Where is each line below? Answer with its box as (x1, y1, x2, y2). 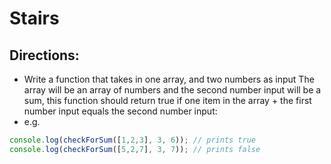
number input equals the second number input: (23, 105, 218, 117)
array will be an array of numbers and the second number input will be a (23, 84, 322, 96)
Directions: (9, 47, 80, 64)
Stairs (9, 7, 60, 30)
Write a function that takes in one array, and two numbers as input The (23, 73, 315, 85)
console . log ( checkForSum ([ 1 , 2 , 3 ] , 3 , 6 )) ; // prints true (9, 135, 256, 145)
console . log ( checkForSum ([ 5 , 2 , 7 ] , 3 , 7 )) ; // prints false (9, 144, 261, 154)
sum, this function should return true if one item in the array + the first (23, 95, 312, 106)
